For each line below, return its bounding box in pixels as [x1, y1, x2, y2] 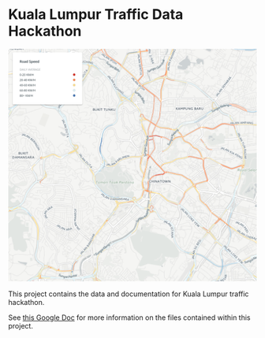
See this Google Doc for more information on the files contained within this [8, 313, 251, 322]
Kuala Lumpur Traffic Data [8, 6, 184, 24]
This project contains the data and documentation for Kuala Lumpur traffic [8, 289, 249, 299]
